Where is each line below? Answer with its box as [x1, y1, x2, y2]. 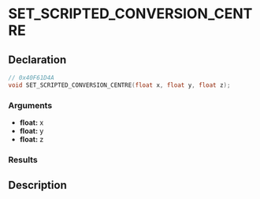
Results [8, 154, 38, 165]
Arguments [8, 99, 53, 111]
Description [8, 178, 67, 192]
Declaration [8, 53, 67, 66]
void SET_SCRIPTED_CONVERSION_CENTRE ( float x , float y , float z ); [8, 81, 231, 89]
